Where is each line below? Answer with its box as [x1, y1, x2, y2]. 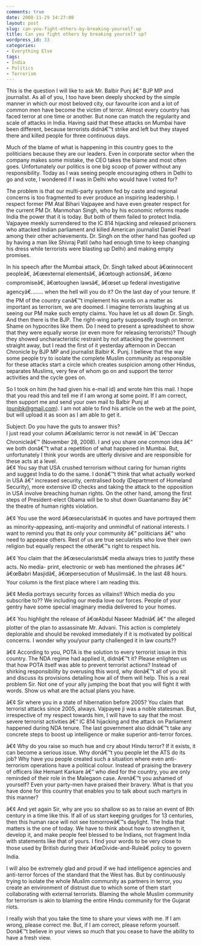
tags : [6, 54, 20, 60]
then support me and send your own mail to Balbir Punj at [6, 398, 149, 406]
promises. [6, 252, 31, 259]
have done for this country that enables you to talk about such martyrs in [6, 787, 188, 794]
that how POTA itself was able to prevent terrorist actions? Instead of [6, 662, 177, 669]
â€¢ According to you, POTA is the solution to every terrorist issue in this [6, 648, 187, 656]
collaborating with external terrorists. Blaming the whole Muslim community [6, 890, 194, 898]
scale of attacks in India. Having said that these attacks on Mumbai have [6, 119, 186, 127]
